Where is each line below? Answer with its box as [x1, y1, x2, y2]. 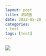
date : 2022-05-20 [5, 17, 41, 22]
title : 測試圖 [5, 12, 32, 17]
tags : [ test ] [5, 31, 32, 36]
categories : [5, 21, 30, 27]
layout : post [5, 7, 32, 13]
